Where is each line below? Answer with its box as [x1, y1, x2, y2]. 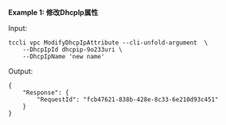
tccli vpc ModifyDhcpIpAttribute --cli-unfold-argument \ [8, 39, 208, 47]
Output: [8, 66, 33, 76]
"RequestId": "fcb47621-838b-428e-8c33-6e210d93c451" [37, 96, 219, 104]
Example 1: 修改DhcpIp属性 [8, 8, 99, 17]
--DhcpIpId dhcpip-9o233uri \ [22, 46, 123, 54]
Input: [8, 24, 28, 32]
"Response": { [22, 89, 69, 97]
